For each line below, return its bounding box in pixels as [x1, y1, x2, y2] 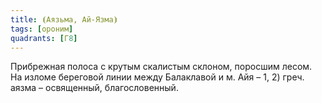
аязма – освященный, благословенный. [10, 82, 179, 94]
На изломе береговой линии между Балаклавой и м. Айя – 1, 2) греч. [10, 71, 305, 83]
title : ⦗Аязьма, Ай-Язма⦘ [10, 14, 118, 25]
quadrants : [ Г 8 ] [10, 33, 78, 43]
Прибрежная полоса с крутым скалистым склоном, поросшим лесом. [10, 61, 313, 73]
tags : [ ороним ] [10, 24, 74, 34]
